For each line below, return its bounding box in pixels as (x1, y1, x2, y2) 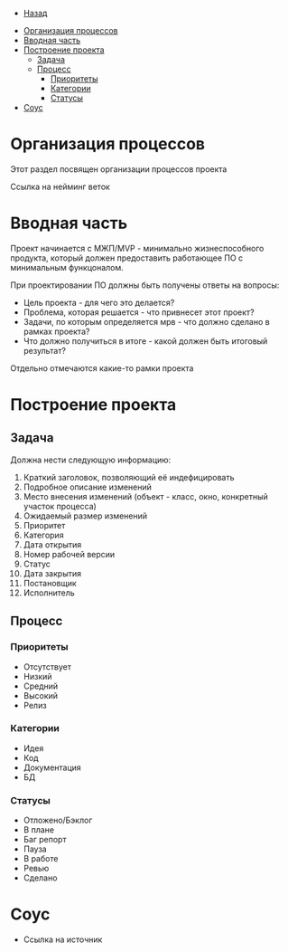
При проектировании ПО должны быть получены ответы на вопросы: (10, 280, 280, 290)
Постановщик (23, 577, 78, 588)
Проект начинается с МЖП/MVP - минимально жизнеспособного (10, 243, 265, 253)
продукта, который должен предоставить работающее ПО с (10, 252, 244, 263)
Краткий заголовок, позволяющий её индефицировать (23, 471, 235, 482)
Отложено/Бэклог (23, 814, 93, 826)
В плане (23, 824, 55, 835)
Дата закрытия (23, 567, 82, 578)
